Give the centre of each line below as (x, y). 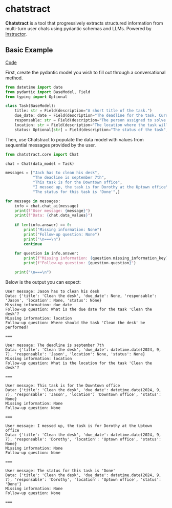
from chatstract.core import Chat (42, 154)
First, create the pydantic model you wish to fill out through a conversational (85, 72)
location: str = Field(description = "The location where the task (86, 125)
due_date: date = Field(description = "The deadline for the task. (86, 116)
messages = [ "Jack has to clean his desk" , (52, 173)
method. (14, 78)
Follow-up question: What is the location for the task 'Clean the (79, 363)
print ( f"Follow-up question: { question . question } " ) (80, 263)
